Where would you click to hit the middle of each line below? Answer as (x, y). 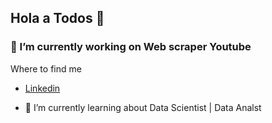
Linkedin (42, 88)
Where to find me (46, 68)
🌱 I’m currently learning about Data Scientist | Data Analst (143, 107)
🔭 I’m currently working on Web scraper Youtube (131, 47)
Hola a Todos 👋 (57, 18)
